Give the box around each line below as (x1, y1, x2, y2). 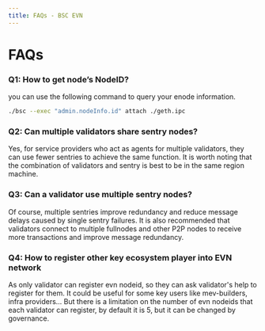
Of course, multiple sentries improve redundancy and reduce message (8, 207, 239, 216)
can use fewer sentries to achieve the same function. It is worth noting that (8, 152, 252, 162)
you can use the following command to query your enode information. (8, 92, 236, 101)
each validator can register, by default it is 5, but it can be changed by (8, 305, 236, 314)
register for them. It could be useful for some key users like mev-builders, (8, 288, 248, 298)
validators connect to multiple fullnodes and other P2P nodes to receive (8, 223, 242, 234)
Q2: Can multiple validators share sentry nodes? (8, 126, 199, 137)
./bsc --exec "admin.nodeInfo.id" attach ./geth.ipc (8, 108, 186, 116)
